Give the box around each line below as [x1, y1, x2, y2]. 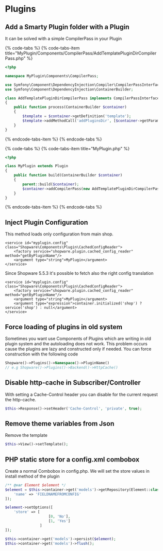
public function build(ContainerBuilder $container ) [14, 173, 123, 178]
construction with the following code [5, 351, 79, 357]
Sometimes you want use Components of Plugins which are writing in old [5, 336, 151, 341]
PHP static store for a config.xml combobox [5, 455, 140, 463]
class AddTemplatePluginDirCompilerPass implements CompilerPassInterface [5, 96, 160, 101]
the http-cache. [5, 396, 36, 402]
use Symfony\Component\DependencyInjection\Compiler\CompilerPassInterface [5, 82, 162, 87]
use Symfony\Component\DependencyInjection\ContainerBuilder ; [5, 87, 133, 92]
